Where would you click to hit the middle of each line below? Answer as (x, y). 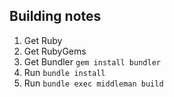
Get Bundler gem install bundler (92, 61)
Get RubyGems (55, 51)
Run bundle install (64, 72)
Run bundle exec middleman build (93, 83)
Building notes (55, 16)
